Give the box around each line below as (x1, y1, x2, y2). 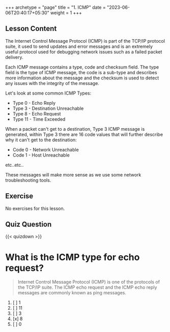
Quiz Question (5, 220, 52, 229)
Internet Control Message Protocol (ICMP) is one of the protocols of (17, 279, 160, 285)
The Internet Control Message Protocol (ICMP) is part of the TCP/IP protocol (5, 38, 165, 44)
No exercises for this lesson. (5, 205, 65, 212)
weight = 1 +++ (50, 10, 82, 16)
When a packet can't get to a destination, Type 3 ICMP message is (5, 126, 145, 132)
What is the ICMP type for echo (5, 251, 140, 263)
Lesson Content (5, 24, 57, 33)
